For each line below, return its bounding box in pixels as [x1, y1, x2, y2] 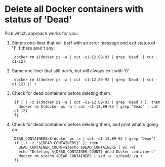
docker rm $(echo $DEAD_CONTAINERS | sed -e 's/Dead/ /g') [18, 153, 143, 159]
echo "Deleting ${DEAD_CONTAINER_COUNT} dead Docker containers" [18, 149, 156, 154]
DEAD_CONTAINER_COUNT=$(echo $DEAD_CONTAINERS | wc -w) [18, 145, 136, 150]
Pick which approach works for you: [4, 30, 78, 36]
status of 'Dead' [4, 14, 72, 25]
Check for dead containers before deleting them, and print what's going [11, 121, 159, 127]
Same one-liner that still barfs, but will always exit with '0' [11, 68, 129, 74]
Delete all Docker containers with [4, 3, 144, 15]
